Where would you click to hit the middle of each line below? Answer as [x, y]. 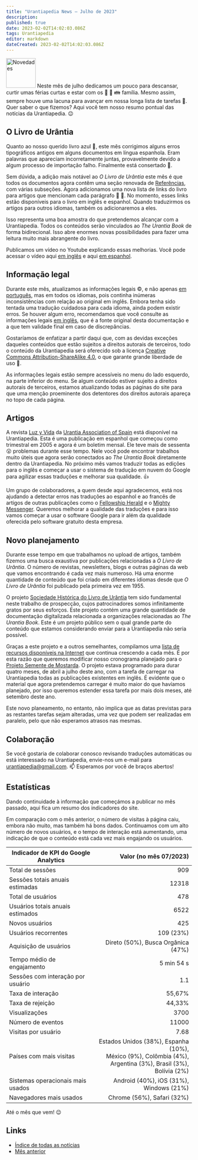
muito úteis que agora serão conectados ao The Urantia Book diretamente [96, 457]
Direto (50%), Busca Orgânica [147, 942]
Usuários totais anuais [40, 906]
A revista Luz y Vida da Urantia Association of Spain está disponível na [92, 433]
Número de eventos [36, 1022]
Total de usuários [33, 896]
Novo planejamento [43, 540]
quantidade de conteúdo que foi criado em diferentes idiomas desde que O [97, 580]
